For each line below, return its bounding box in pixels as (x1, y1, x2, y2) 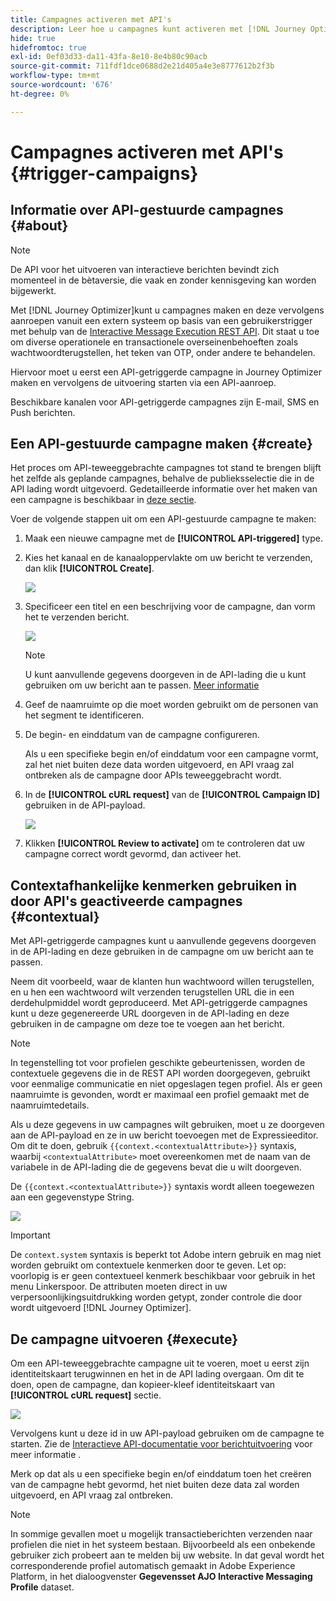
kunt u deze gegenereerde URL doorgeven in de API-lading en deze (10, 1007, 290, 1020)
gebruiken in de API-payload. (24, 799, 146, 811)
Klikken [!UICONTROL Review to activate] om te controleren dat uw (24, 837, 306, 850)
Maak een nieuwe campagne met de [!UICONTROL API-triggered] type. (24, 532, 323, 545)
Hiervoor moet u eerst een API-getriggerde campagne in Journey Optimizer (10, 366, 322, 378)
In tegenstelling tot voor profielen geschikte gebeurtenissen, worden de (10, 1057, 306, 1069)
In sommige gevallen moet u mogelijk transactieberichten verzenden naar (10, 1528, 313, 1540)
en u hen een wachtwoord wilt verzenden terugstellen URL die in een (10, 986, 295, 998)
